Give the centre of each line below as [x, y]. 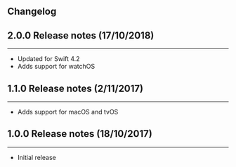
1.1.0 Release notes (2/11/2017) [76, 88]
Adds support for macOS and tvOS [68, 112]
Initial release [37, 157]
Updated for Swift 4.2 [48, 59]
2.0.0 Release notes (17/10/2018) [81, 35]
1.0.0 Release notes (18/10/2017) [80, 134]
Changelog [32, 12]
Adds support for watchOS [56, 67]
